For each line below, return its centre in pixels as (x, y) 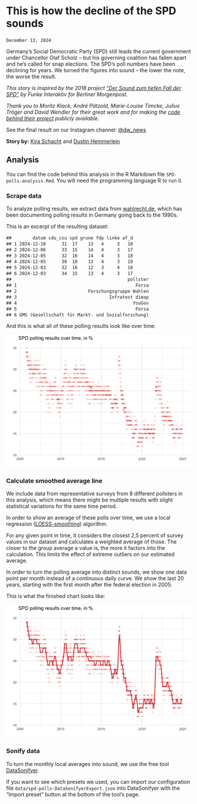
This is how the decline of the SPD (91, 11)
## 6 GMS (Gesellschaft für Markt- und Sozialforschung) (78, 315)
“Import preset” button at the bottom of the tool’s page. (73, 794)
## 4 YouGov (78, 303)
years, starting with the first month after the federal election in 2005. (89, 585)
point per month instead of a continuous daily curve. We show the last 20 (95, 578)
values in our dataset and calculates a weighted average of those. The (91, 542)
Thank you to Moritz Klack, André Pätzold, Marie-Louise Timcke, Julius (93, 105)
